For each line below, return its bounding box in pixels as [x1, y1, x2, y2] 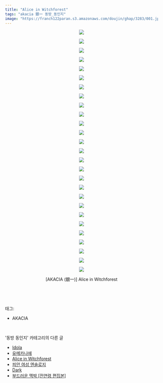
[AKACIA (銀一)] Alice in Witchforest [45, 276, 118, 282]
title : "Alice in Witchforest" [5, 7, 68, 12]
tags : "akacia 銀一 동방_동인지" [5, 12, 66, 17]
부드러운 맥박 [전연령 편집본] [12, 373, 66, 379]
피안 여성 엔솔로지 [12, 362, 46, 367]
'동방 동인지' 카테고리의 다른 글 [5, 335, 64, 341]
